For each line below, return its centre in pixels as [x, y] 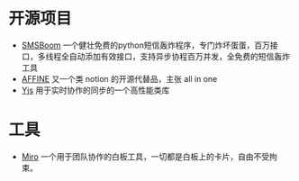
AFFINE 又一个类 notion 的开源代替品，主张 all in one [119, 78]
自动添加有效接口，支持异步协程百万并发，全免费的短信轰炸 [179, 56]
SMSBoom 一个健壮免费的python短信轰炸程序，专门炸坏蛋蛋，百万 [146, 45]
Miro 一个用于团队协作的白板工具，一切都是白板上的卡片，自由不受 [145, 156]
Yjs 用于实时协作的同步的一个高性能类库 [95, 90]
